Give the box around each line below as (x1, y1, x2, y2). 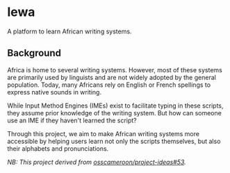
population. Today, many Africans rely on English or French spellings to (7, 81, 211, 89)
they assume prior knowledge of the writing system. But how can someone (7, 108, 222, 117)
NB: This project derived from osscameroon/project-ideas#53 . (7, 158, 186, 166)
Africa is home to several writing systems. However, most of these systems (7, 65, 222, 74)
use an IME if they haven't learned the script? (7, 116, 137, 124)
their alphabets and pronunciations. (7, 144, 109, 153)
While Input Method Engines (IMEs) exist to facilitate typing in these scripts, (7, 101, 224, 110)
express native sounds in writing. (7, 88, 102, 96)
